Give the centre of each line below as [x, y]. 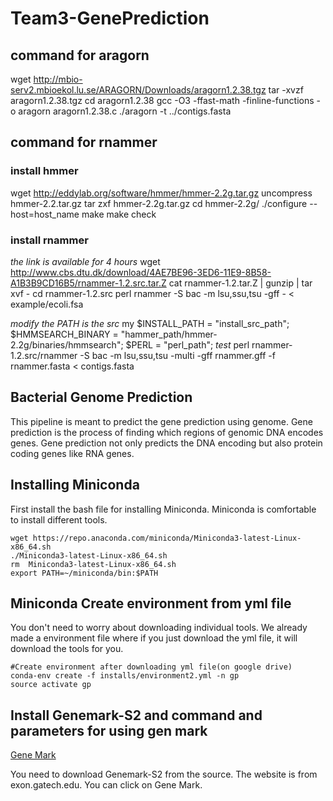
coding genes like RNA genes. [72, 453]
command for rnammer [84, 142]
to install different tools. [59, 519]
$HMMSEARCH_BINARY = [64, 334]
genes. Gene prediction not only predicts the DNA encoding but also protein [166, 443]
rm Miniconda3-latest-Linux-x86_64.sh [93, 564]
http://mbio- [58, 79]
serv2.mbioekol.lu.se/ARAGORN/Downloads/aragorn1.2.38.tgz [138, 90]
